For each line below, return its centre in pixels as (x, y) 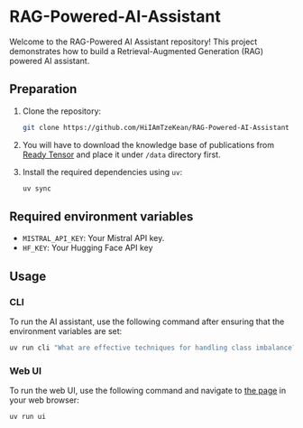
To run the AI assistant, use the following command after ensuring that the (147, 321)
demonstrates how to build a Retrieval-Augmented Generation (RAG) (137, 51)
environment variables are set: (66, 331)
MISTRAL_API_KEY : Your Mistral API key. (93, 238)
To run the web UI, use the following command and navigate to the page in (148, 391)
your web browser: (44, 400)
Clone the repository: (62, 111)
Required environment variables (101, 216)
